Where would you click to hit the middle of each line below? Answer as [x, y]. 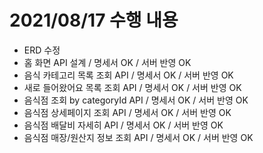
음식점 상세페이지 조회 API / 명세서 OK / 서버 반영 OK [127, 112]
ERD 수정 [42, 50]
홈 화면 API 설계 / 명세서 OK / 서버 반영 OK [107, 62]
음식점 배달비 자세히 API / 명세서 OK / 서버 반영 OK [123, 125]
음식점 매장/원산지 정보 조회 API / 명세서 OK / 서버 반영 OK [138, 137]
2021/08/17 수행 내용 [94, 20]
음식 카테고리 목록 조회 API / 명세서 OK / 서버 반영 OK [128, 75]
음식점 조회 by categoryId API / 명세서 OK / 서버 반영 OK [136, 100]
